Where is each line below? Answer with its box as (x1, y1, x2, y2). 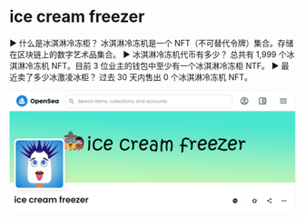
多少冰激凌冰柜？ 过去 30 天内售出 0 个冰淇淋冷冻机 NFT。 (33, 71, 252, 83)
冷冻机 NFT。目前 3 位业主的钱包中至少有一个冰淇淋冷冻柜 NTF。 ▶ (25, 60, 280, 71)
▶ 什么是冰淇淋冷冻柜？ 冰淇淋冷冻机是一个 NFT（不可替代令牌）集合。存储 (9, 37, 294, 48)
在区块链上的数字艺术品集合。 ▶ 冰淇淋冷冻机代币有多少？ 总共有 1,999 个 (9, 48, 288, 60)
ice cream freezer (9, 6, 145, 27)
